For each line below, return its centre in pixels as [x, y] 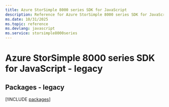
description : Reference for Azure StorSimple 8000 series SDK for [76, 15]
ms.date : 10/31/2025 [27, 19]
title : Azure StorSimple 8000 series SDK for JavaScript [66, 10]
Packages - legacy [35, 87]
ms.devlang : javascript [30, 29]
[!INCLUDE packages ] [28, 99]
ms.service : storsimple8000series [41, 33]
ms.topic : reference [27, 24]
